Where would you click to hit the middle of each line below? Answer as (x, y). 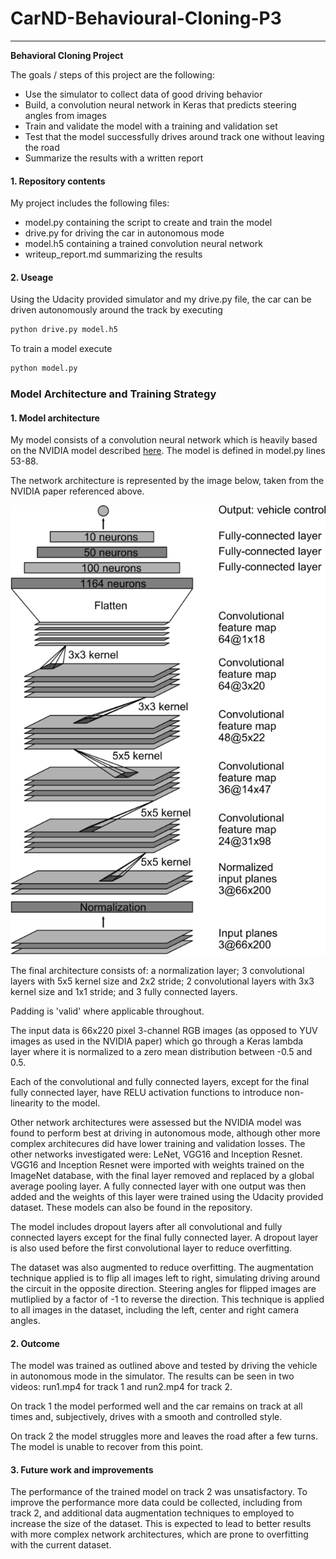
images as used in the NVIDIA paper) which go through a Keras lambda (157, 1041)
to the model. (73, 1103)
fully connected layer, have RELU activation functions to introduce (146, 1093)
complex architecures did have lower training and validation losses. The (158, 1144)
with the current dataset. (61, 1545)
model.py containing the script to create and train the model (148, 223)
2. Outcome (35, 1343)
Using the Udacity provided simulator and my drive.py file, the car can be (161, 299)
